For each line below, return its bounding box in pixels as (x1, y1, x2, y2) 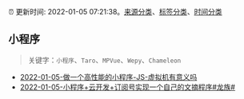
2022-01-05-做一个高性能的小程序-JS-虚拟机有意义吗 (19, 72, 198, 81)
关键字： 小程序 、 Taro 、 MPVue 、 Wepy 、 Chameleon (27, 55, 182, 65)
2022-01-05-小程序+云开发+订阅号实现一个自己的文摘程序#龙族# (19, 82, 236, 92)
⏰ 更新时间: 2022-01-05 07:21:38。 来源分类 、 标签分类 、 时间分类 (8, 7, 222, 16)
